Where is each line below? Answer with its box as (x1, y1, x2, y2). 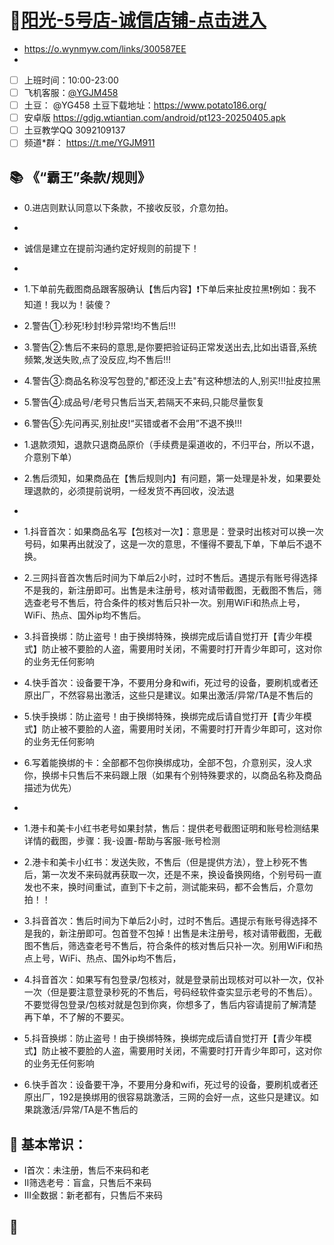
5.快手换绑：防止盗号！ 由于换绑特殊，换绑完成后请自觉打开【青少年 (23, 711, 304, 723)
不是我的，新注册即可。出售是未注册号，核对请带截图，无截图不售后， (23, 584, 314, 596)
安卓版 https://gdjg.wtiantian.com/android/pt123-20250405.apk (23, 112, 286, 124)
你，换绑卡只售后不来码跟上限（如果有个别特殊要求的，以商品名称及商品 (23, 769, 322, 781)
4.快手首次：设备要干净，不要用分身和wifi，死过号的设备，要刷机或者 (23, 677, 310, 689)
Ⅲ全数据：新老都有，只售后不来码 (23, 1189, 164, 1201)
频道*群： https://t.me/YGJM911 (23, 137, 156, 149)
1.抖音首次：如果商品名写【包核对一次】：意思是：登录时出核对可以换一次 (23, 526, 324, 538)
